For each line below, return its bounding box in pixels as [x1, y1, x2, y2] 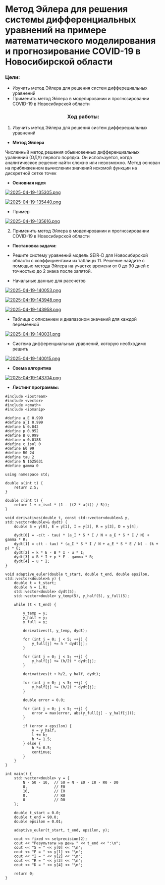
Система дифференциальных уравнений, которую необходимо [12, 341, 147, 347]
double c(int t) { [5, 498, 43, 503]
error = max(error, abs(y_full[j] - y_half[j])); [31, 710, 136, 715]
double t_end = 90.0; [14, 815, 58, 820]
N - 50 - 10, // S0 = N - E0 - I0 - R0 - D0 [23, 780, 119, 785]
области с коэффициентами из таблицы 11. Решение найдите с [12, 257, 145, 263]
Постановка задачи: [12, 242, 57, 248]
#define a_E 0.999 [5, 415, 43, 420]
